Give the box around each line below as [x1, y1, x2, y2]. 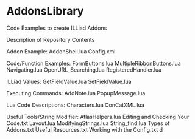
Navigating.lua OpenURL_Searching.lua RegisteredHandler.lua [6, 66, 162, 73]
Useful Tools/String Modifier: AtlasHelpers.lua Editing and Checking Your [6, 113, 190, 120]
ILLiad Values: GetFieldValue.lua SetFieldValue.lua [6, 78, 132, 85]
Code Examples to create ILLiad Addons [6, 24, 107, 32]
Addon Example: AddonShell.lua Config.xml [6, 47, 116, 55]
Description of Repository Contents [6, 36, 95, 43]
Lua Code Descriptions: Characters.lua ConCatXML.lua [6, 101, 144, 109]
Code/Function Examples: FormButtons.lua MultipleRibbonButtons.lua [6, 59, 181, 67]
